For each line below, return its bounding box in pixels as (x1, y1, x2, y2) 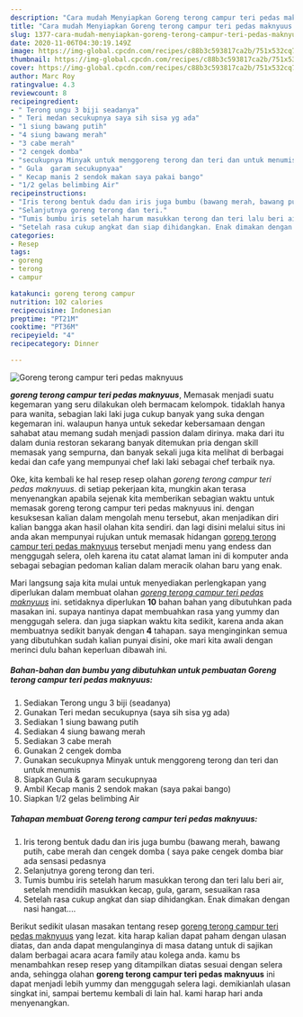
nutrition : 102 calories (10, 297, 103, 306)
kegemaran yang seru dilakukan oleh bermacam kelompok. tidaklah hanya (10, 398, 286, 410)
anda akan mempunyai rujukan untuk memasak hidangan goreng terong (10, 531, 277, 541)
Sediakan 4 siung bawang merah (22, 726, 146, 737)
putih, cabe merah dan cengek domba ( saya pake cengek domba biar (22, 846, 284, 857)
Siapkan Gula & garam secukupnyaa (22, 774, 157, 785)
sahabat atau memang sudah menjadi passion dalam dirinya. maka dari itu (10, 427, 285, 438)
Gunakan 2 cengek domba (22, 745, 122, 756)
